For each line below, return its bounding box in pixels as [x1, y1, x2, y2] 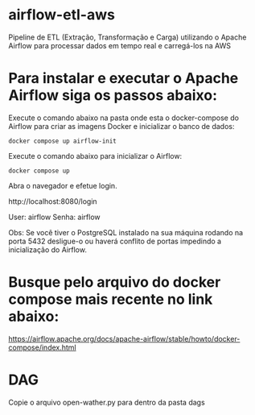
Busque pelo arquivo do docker [8, 273, 221, 292]
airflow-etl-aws [8, 6, 115, 24]
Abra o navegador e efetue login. [8, 181, 118, 190]
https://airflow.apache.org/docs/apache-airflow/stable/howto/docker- [8, 334, 241, 343]
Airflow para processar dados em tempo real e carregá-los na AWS [8, 40, 232, 50]
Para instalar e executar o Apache [8, 69, 239, 88]
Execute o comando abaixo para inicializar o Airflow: [8, 151, 183, 160]
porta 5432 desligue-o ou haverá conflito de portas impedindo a [8, 236, 222, 246]
